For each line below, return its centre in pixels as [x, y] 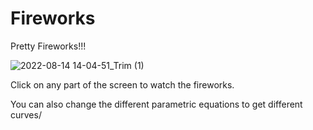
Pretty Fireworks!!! [48, 46]
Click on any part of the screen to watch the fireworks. [122, 84]
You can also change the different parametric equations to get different [156, 104]
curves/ [26, 114]
